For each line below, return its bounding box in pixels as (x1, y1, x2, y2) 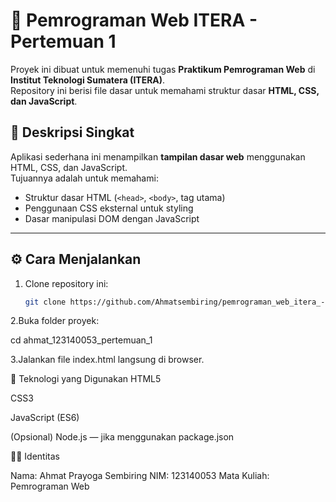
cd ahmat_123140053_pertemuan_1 (10, 334, 153, 346)
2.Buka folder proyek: (10, 315, 100, 327)
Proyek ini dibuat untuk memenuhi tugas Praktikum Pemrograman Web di (10, 63, 316, 75)
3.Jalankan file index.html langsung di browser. (10, 354, 205, 366)
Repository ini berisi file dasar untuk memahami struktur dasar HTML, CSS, (10, 84, 320, 96)
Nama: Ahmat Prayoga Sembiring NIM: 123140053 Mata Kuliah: (10, 470, 270, 482)
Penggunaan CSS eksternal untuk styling (24, 202, 194, 214)
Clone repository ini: (24, 277, 109, 289)
